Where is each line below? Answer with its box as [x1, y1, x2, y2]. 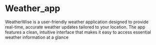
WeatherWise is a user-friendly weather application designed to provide [5, 19, 149, 25]
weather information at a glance [5, 34, 69, 40]
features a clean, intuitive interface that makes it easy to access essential [5, 29, 151, 35]
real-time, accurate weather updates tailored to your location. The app [5, 24, 145, 30]
